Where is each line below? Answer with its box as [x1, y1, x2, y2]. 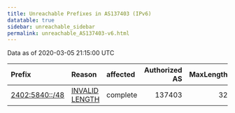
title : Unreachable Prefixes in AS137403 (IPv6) [7, 10, 152, 17]
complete [106, 90, 138, 100]
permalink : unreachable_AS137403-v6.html [7, 29, 130, 37]
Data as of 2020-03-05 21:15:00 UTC [7, 49, 115, 57]
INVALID [71, 86, 99, 96]
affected [106, 70, 136, 80]
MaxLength [188, 70, 228, 80]
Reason [71, 70, 97, 80]
